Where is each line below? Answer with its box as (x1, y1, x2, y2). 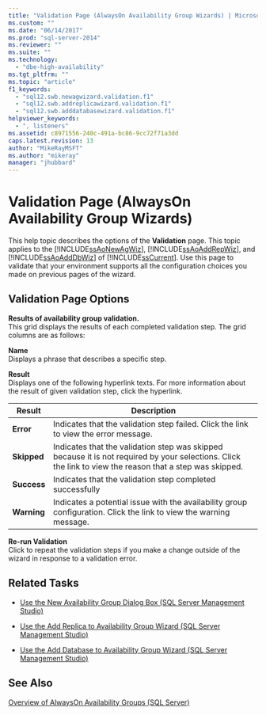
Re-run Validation (8, 536, 67, 546)
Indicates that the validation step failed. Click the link (52, 418, 249, 429)
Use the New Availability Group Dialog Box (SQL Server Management (19, 597, 245, 607)
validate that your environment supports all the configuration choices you (8, 261, 248, 271)
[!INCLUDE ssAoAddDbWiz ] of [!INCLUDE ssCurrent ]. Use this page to (8, 253, 234, 262)
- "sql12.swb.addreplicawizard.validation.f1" (15, 100, 172, 108)
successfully (52, 484, 101, 495)
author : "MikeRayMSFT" (8, 144, 83, 152)
